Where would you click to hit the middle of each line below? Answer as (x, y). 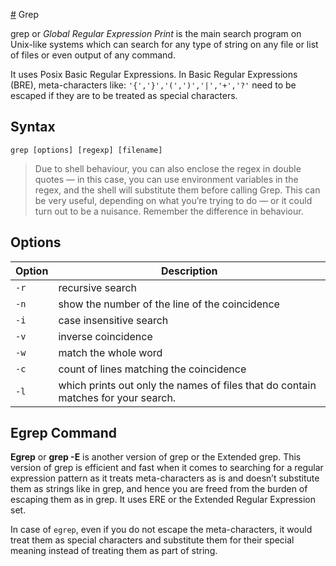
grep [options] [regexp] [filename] (86, 150)
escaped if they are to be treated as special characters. (124, 95)
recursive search (97, 287)
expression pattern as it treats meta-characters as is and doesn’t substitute (165, 478)
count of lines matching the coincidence (152, 369)
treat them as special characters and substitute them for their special (152, 540)
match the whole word (110, 352)
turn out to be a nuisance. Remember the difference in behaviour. (169, 211)
